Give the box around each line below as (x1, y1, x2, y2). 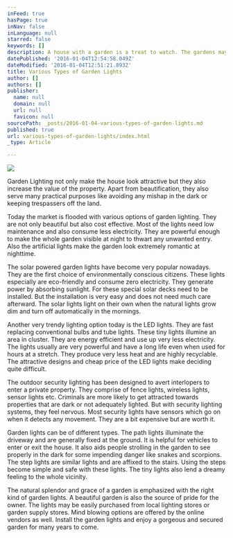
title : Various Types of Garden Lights (7, 68, 123, 75)
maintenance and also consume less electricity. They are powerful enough (7, 227, 221, 236)
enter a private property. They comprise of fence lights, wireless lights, (7, 385, 210, 394)
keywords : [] (7, 42, 45, 49)
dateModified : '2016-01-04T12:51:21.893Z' (7, 62, 132, 69)
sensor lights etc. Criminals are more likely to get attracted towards (7, 393, 199, 401)
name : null (13, 94, 45, 101)
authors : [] (7, 81, 42, 88)
